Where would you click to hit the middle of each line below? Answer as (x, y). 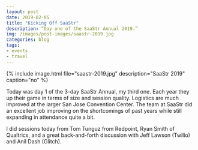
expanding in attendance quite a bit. (50, 117)
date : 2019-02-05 (28, 17)
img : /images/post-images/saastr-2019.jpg (60, 34)
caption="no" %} (27, 80)
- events (17, 51)
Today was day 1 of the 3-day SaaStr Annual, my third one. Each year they (98, 91)
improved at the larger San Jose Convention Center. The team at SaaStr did (99, 104)
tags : (13, 46)
